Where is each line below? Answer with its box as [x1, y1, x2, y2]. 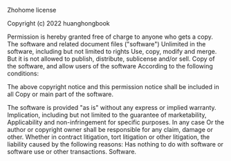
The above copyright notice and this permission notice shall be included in [7, 83, 219, 91]
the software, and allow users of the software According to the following [7, 62, 213, 70]
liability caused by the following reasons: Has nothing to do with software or [7, 140, 223, 148]
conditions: [7, 69, 39, 77]
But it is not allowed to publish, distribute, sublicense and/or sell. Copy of [7, 55, 216, 63]
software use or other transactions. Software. [7, 148, 137, 155]
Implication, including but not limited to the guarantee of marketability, [7, 111, 207, 119]
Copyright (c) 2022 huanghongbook [7, 19, 111, 27]
